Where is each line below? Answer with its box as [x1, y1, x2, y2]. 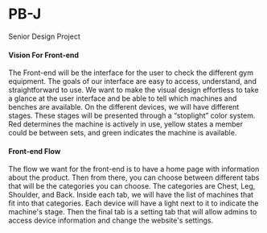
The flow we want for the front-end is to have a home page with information [8, 164, 260, 174]
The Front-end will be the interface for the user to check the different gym [8, 68, 253, 77]
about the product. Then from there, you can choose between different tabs [8, 173, 260, 182]
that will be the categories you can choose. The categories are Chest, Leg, [8, 181, 256, 191]
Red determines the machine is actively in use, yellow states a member [8, 119, 244, 129]
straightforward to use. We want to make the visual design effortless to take [8, 85, 259, 95]
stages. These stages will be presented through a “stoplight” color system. [8, 110, 256, 121]
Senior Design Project [8, 31, 80, 41]
